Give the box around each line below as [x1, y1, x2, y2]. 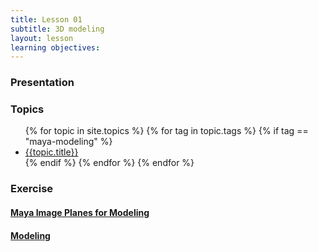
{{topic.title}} [24, 146, 79, 158]
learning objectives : [10, 42, 101, 53]
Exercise [10, 182, 54, 196]
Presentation [10, 76, 75, 90]
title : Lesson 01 [10, 14, 83, 25]
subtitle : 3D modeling [10, 24, 105, 34]
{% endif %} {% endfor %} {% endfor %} [24, 157, 195, 169]
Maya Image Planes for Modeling [10, 206, 150, 218]
